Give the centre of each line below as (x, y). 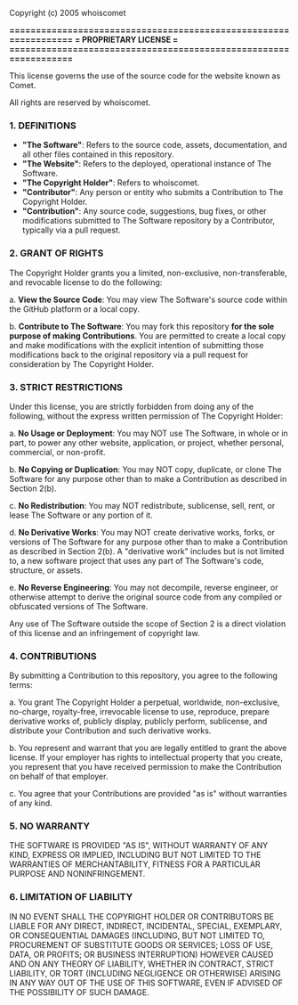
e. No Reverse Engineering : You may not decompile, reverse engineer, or (144, 587)
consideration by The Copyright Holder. (81, 364)
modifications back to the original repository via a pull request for (129, 355)
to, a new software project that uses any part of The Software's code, (137, 560)
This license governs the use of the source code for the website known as (145, 76)
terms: (21, 685)
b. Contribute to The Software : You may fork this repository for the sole (142, 326)
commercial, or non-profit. (57, 452)
